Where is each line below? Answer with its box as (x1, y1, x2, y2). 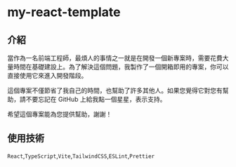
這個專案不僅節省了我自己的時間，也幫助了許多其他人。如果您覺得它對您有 (7, 86, 223, 95)
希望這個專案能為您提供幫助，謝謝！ (7, 110, 112, 118)
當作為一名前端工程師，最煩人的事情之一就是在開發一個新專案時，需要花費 (7, 54, 223, 62)
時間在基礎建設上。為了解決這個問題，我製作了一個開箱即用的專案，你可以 (13, 62, 229, 71)
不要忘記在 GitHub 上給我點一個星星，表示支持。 (25, 95, 166, 103)
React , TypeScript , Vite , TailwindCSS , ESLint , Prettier (7, 152, 155, 160)
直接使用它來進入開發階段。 (7, 72, 88, 79)
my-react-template (7, 4, 121, 20)
